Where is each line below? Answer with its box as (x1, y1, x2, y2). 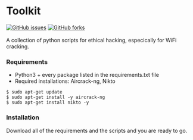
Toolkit (6, 4, 41, 18)
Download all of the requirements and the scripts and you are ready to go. (6, 127, 188, 134)
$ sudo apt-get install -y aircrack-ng (6, 94, 105, 101)
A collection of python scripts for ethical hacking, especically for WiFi (6, 36, 177, 43)
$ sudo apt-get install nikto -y (6, 99, 89, 105)
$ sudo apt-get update (6, 89, 63, 95)
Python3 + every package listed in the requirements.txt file (14, 71, 160, 79)
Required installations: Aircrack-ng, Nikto (14, 77, 116, 85)
